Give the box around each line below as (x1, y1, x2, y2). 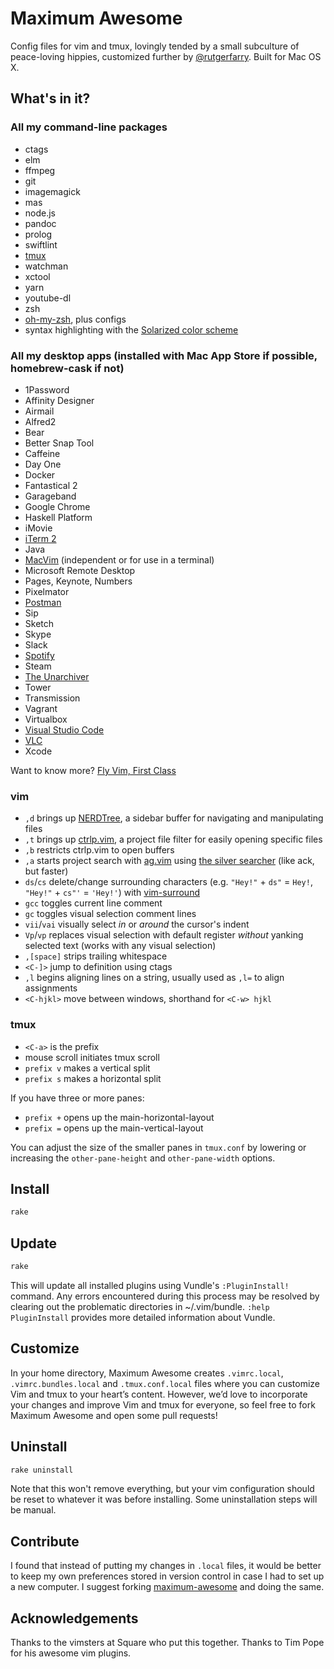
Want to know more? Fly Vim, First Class (10, 764, 177, 776)
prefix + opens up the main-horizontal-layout (24, 1111, 215, 1123)
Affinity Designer (24, 394, 95, 406)
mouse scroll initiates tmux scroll (24, 1051, 160, 1063)
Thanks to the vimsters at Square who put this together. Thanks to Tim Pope (10, 1637, 325, 1649)
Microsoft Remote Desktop (24, 564, 136, 576)
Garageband (24, 490, 77, 502)
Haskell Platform (24, 511, 93, 523)
